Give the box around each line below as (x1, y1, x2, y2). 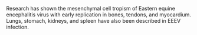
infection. (6, 23, 29, 30)
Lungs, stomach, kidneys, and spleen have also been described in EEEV (6, 17, 181, 24)
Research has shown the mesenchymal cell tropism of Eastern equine (6, 5, 176, 12)
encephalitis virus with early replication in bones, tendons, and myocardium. (6, 11, 192, 18)
